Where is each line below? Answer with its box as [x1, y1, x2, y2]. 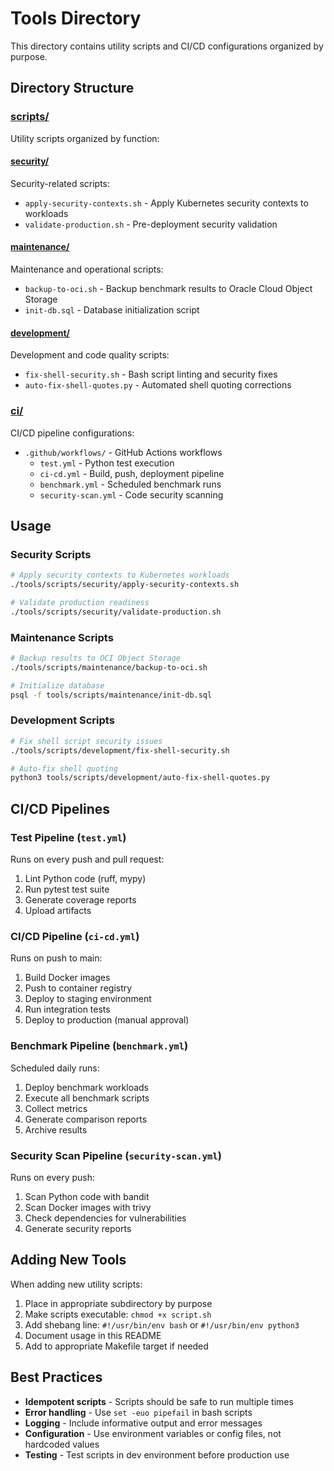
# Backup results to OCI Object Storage [10, 653, 182, 664]
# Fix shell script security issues [10, 736, 163, 746]
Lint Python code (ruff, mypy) [24, 873, 147, 884]
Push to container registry [24, 982, 133, 994]
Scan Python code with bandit [24, 1190, 150, 1202]
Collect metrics [24, 1102, 88, 1114]
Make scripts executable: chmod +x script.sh [24, 1308, 212, 1320]
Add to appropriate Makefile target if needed [24, 1340, 209, 1352]
